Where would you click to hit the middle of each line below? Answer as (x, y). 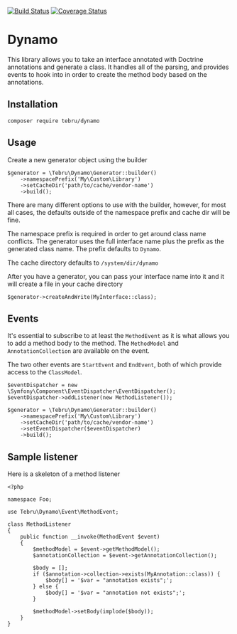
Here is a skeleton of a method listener (64, 474)
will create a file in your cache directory (65, 284)
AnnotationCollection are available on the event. (79, 351)
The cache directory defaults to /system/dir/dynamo (83, 263)
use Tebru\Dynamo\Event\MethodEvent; (63, 512)
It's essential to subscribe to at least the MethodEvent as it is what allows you (118, 336)
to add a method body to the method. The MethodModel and (93, 343)
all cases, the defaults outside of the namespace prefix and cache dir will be (119, 212)
